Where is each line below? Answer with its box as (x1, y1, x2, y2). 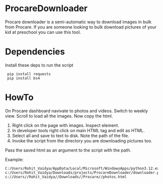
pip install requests (7, 71, 51, 77)
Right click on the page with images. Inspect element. (12, 122, 119, 128)
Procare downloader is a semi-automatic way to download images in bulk (5, 19, 152, 25)
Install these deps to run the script (5, 62, 74, 68)
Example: (5, 156, 24, 162)
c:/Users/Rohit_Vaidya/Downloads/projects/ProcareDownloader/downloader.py (5, 170, 162, 175)
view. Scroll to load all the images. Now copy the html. (5, 113, 113, 119)
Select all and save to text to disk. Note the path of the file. (12, 133, 130, 138)
